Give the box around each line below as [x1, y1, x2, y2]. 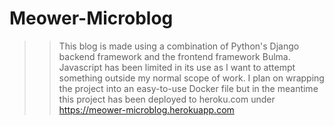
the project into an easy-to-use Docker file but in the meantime [58, 82, 319, 94]
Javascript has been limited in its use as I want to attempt [58, 61, 296, 73]
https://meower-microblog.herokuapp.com [58, 103, 235, 116]
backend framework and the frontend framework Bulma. [58, 50, 291, 62]
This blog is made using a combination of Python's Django [58, 40, 300, 52]
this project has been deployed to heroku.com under [58, 93, 276, 105]
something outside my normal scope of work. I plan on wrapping [58, 72, 325, 84]
